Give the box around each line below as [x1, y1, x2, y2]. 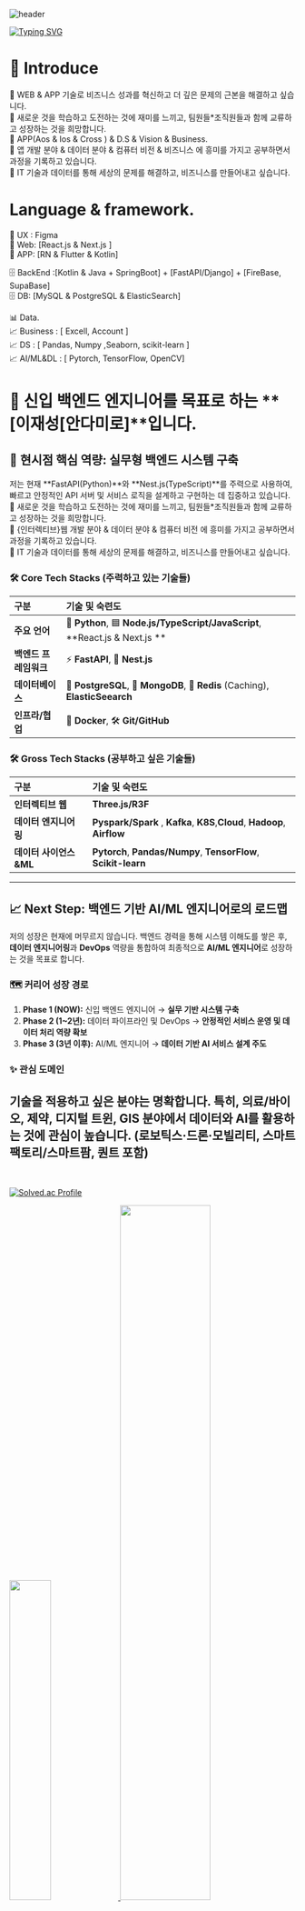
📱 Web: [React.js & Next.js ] [9, 239, 113, 250]
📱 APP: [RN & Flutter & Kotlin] [9, 248, 119, 259]
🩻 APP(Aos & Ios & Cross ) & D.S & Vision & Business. [9, 133, 209, 145]
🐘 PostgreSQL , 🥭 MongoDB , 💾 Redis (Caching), [65, 679, 270, 692]
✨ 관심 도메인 [9, 1063, 65, 1076]
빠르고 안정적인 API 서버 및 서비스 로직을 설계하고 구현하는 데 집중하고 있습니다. [9, 489, 290, 500]
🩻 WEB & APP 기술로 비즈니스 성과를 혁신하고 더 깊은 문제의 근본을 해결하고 [9, 89, 279, 100]
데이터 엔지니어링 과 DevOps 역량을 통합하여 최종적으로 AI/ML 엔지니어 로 [9, 942, 270, 954]
